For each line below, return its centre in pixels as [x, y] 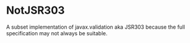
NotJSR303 [35, 10]
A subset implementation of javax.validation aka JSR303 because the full [96, 27]
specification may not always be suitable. [57, 33]
